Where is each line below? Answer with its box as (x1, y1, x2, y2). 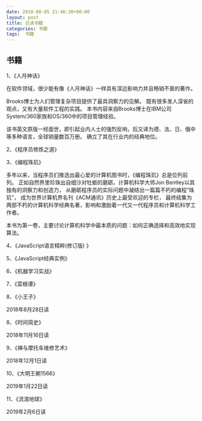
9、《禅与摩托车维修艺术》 (6, 344, 70, 351)
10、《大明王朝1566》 (6, 369, 58, 376)
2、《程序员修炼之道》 (6, 146, 60, 153)
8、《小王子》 (6, 293, 39, 300)
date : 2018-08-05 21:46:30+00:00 (6, 8, 90, 15)
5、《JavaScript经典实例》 (6, 254, 70, 262)
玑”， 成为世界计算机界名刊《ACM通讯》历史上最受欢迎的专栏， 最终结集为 (6, 194, 192, 201)
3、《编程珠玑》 (6, 158, 44, 165)
